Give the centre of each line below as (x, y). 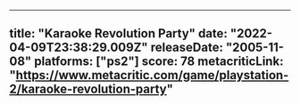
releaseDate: (187, 48)
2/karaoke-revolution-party (88, 89)
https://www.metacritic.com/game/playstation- (152, 75)
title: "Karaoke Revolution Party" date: (118, 33)
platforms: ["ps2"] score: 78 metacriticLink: (159, 62)
